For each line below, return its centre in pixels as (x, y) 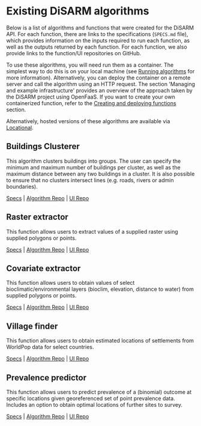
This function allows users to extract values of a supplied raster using (92, 231)
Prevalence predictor (46, 378)
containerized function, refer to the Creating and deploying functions (91, 103)
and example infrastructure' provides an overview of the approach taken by (100, 90)
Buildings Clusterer (43, 146)
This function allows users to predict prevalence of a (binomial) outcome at (99, 392)
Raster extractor (37, 217)
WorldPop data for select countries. (50, 347)
